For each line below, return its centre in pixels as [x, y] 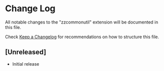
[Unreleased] [26, 52]
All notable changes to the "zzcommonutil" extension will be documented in [82, 22]
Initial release [26, 64]
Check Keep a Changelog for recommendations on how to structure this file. [82, 37]
